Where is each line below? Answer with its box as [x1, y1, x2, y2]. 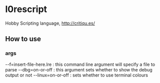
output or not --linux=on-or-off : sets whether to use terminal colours [5, 72, 148, 78]
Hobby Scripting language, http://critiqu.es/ [5, 20, 95, 26]
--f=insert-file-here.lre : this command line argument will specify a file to [5, 61, 155, 67]
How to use [5, 35, 41, 43]
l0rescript [5, 4, 48, 15]
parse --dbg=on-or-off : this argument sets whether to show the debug [5, 66, 153, 72]
